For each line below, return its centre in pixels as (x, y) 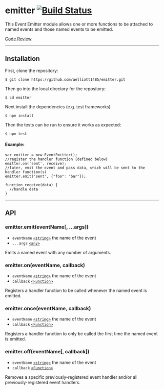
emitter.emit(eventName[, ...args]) (47, 227)
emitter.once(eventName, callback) (48, 308)
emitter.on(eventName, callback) (45, 265)
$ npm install (20, 116)
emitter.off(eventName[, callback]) (47, 352)
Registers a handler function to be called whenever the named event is (76, 290)
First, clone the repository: (32, 71)
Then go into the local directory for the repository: (55, 89)
